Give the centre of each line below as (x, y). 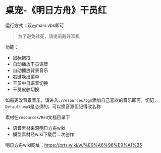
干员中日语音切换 (30, 83)
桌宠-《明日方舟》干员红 (56, 10)
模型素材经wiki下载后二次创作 (43, 134)
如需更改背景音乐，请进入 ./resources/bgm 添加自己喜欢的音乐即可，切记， (82, 100)
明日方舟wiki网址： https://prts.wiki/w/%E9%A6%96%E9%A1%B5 (74, 145)
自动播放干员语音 (30, 64)
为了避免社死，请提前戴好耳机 (48, 36)
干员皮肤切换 (26, 89)
